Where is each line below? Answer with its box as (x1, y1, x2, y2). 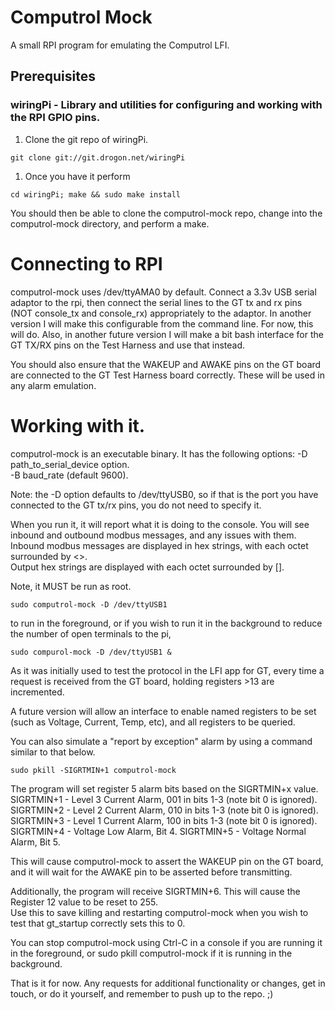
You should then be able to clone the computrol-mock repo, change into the (10, 207, 323, 219)
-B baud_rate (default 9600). (10, 469, 129, 481)
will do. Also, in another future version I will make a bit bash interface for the (10, 328, 324, 340)
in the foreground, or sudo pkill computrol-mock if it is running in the (10, 947, 293, 959)
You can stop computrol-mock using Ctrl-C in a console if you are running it (10, 936, 323, 948)
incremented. (10, 686, 65, 698)
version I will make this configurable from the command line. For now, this (10, 317, 314, 330)
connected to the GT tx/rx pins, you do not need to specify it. (10, 499, 262, 511)
